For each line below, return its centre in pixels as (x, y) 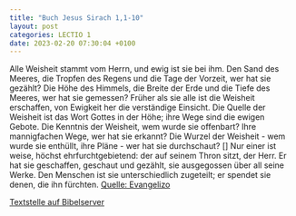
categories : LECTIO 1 (50, 34)
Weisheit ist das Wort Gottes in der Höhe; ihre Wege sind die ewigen (137, 117)
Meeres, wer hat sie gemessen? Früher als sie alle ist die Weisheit (133, 98)
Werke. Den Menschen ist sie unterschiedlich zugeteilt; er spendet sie (140, 175)
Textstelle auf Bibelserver (57, 202)
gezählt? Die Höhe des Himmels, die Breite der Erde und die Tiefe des (140, 88)
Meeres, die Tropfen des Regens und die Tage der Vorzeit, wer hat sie (140, 79)
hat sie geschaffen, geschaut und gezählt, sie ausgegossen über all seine (147, 165)
